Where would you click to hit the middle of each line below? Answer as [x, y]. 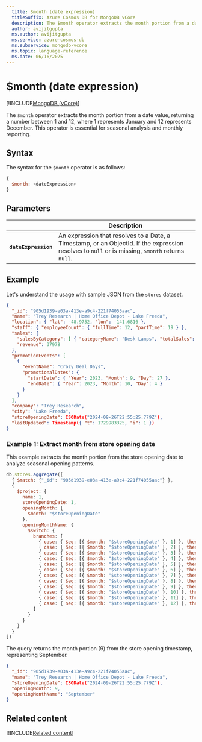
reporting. [19, 134]
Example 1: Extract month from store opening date [81, 444]
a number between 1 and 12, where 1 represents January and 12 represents [99, 121]
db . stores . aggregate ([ [35, 475]
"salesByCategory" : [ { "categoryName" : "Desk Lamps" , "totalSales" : [106, 339]
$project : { [32, 491]
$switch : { [41, 530]
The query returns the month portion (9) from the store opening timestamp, [99, 649]
